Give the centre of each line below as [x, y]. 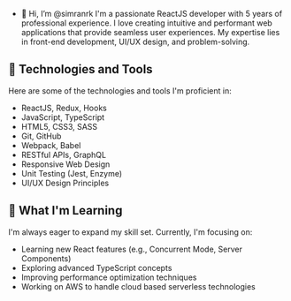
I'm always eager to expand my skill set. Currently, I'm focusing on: [130, 232]
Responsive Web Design [65, 164]
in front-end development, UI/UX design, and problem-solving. [135, 41]
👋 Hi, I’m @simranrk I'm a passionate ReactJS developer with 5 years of [152, 14]
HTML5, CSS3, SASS [59, 126]
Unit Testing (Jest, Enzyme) [72, 173]
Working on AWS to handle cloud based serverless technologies [138, 286]
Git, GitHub [41, 136]
